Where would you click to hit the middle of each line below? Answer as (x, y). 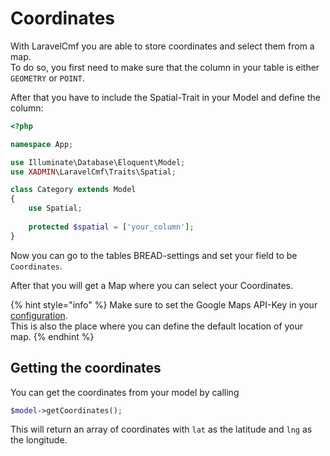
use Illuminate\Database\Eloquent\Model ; (98, 162)
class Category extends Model (73, 190)
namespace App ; (42, 144)
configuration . (39, 315)
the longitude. (39, 440)
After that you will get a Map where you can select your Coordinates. (151, 285)
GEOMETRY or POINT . (47, 78)
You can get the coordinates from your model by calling (125, 392)
